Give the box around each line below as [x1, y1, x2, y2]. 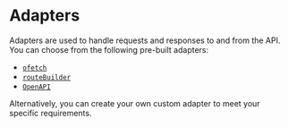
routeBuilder [21, 72, 72, 81]
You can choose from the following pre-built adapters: [9, 44, 209, 55]
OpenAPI [21, 82, 51, 91]
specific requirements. [9, 107, 92, 118]
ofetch [21, 63, 47, 72]
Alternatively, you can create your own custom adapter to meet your [9, 97, 261, 108]
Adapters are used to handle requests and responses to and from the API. [9, 35, 281, 46]
